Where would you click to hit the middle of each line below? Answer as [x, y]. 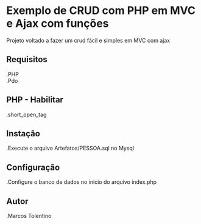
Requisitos [27, 59]
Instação [23, 134]
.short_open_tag [26, 114]
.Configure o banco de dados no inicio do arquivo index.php [82, 182]
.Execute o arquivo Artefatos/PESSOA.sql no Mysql [70, 148]
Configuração [33, 167]
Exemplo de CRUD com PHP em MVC [101, 11]
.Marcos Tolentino [29, 216]
